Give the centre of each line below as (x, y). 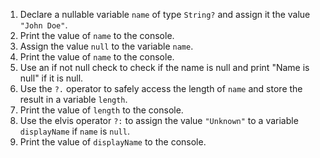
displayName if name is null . (74, 131)
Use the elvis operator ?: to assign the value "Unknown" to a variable (159, 120)
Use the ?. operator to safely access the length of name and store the (161, 88)
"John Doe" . (43, 25)
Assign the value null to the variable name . (106, 46)
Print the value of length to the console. (101, 110)
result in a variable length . (73, 99)
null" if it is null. (51, 78)
